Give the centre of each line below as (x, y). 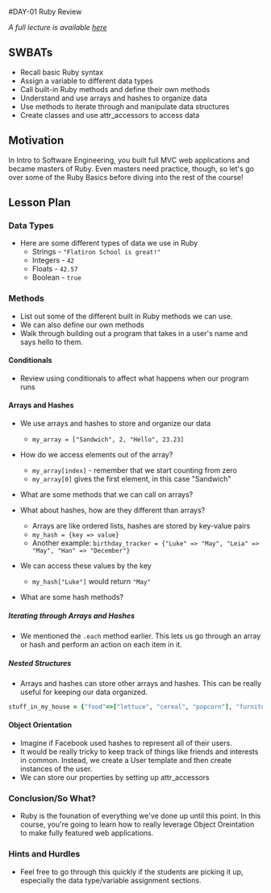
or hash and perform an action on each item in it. (101, 644)
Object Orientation (40, 725)
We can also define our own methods (82, 324)
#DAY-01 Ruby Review (45, 12)
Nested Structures (40, 663)
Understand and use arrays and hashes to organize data (113, 98)
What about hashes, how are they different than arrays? (113, 510)
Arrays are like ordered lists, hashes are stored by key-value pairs (141, 526)
